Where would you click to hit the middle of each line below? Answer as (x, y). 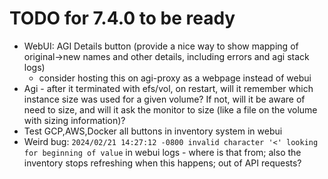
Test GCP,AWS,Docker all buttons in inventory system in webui (153, 131)
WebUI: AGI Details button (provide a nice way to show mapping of (161, 46)
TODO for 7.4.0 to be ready (122, 18)
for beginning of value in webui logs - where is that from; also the (162, 152)
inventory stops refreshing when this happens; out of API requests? (162, 163)
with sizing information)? (74, 120)
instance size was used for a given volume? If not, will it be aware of (164, 99)
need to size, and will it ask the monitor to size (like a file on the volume (170, 109)
